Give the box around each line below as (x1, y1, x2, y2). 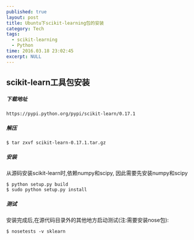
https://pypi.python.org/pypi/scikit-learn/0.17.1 (6, 111, 136, 117)
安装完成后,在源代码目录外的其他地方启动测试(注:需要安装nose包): (6, 216, 169, 223)
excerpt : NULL (6, 54, 42, 60)
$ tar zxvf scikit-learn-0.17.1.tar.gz (6, 140, 106, 146)
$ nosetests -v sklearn (6, 228, 66, 235)
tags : (6, 31, 20, 37)
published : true (6, 8, 47, 15)
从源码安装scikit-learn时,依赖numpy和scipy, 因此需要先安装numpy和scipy (6, 169, 188, 176)
